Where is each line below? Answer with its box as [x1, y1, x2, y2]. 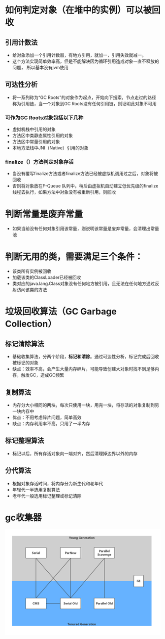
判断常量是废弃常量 [5, 208, 83, 220]
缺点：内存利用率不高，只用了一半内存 [12, 421, 90, 427]
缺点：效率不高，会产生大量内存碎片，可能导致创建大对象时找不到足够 [12, 366, 155, 372]
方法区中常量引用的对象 [12, 139, 60, 145]
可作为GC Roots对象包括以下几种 [5, 114, 84, 121]
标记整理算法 [5, 436, 44, 445]
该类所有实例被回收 [12, 268, 52, 274]
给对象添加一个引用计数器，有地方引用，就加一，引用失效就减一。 [12, 52, 146, 58]
